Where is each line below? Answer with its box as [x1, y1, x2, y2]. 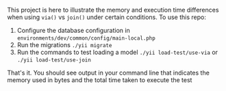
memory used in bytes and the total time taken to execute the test [7, 76, 192, 84]
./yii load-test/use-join [16, 57, 91, 64]
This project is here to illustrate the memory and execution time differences [7, 6, 219, 14]
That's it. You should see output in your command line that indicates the [7, 68, 210, 77]
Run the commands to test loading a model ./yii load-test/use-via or [16, 48, 218, 56]
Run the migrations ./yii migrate [16, 41, 112, 49]
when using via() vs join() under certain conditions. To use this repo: [7, 13, 207, 21]
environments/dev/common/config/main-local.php [16, 35, 155, 42]
